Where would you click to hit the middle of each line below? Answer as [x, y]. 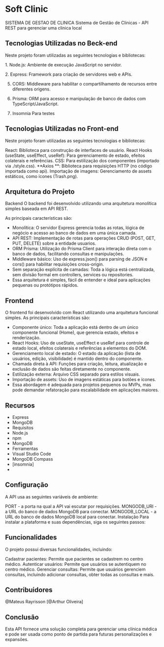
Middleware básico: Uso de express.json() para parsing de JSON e [80, 259]
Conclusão [22, 617]
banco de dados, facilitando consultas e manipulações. [68, 254]
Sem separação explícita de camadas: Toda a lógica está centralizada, [83, 269]
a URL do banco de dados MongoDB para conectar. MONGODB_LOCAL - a [81, 511]
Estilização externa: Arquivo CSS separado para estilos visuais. [76, 374]
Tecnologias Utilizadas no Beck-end [61, 44]
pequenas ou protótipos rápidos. [45, 285]
